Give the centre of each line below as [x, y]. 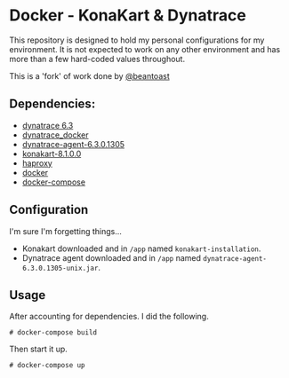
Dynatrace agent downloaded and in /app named [112, 257]
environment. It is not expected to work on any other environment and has [145, 49]
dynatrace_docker [55, 135]
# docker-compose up [48, 366]
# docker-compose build [53, 333]
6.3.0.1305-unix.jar [60, 268]
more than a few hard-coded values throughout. [97, 59]
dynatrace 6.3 [48, 125]
